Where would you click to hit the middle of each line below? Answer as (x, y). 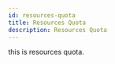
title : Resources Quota (47, 23)
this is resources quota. (46, 52)
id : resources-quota (42, 15)
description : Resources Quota (58, 30)
